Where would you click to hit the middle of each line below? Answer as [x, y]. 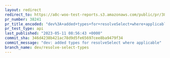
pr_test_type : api [24, 29]
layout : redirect [23, 10]
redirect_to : [19, 15]
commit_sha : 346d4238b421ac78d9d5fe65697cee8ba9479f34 [64, 38]
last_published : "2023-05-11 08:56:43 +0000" [54, 33]
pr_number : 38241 [23, 19]
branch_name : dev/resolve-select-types [47, 47]
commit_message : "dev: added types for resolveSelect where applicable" [83, 43]
